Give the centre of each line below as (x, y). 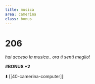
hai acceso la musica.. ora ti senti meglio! (48, 57)
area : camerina (21, 14)
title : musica (20, 10)
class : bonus (19, 19)
